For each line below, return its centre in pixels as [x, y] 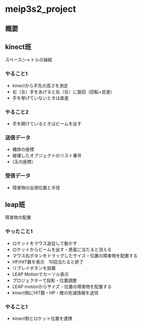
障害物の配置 [18, 217]
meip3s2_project [41, 9]
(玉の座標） [24, 162]
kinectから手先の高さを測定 [40, 86]
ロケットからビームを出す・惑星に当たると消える [62, 249]
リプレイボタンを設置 [34, 268]
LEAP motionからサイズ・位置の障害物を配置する [62, 286]
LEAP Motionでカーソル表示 [40, 274]
